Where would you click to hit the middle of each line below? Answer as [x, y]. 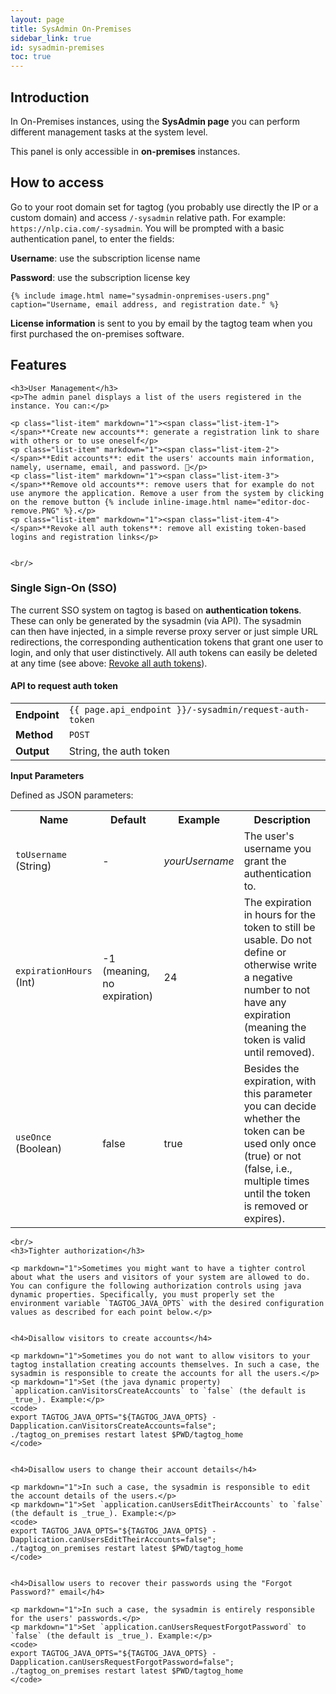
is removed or [276, 1206]
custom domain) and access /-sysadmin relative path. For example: [148, 217]
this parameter [278, 1094]
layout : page [37, 19]
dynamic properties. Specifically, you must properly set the [142, 1295]
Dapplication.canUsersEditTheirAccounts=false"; [113, 1540]
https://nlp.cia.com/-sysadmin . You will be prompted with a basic [147, 228]
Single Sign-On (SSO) [64, 588]
